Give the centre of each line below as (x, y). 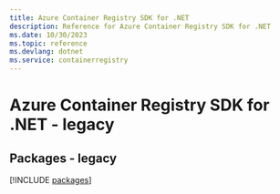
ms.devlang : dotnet (47, 52)
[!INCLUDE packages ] (51, 180)
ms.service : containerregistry (69, 60)
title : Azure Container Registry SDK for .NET (99, 18)
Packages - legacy (63, 158)
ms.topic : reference (49, 43)
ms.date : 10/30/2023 (49, 35)
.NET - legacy (62, 125)
